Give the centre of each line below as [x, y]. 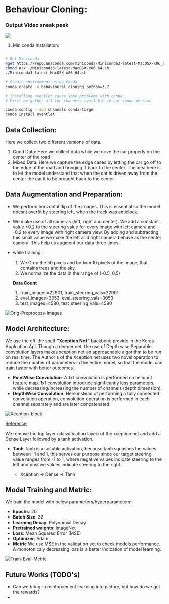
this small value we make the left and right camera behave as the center [87, 237]
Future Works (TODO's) [43, 575]
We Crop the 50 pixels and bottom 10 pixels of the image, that [84, 262]
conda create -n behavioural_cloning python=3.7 [57, 87]
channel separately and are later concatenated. [61, 404]
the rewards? [26, 592]
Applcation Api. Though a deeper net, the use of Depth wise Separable [78, 346]
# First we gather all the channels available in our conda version [78, 101]
